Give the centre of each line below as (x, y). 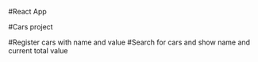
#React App (28, 12)
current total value (38, 50)
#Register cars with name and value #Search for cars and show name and (129, 42)
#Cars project (31, 27)
